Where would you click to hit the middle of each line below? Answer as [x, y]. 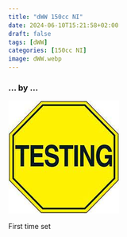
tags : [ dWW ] [28, 42]
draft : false [30, 34]
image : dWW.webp [35, 59]
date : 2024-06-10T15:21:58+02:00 [63, 25]
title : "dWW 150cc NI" [46, 17]
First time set [30, 227]
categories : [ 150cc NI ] [48, 51]
